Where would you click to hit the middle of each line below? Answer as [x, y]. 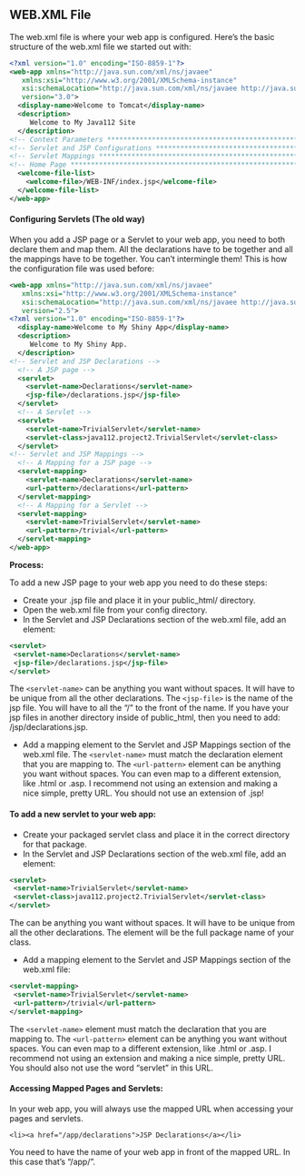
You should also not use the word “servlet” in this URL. [111, 1068]
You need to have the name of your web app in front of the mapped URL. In [150, 1151]
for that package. [55, 844]
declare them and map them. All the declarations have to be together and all [151, 248]
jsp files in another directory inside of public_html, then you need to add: [145, 717]
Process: [26, 564]
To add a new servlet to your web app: [83, 814]
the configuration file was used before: [82, 269]
